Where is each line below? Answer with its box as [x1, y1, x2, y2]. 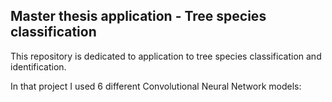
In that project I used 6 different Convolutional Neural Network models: [10, 80, 302, 92]
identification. [10, 60, 67, 73]
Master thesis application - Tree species [10, 8, 267, 25]
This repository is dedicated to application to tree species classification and [10, 50, 322, 62]
